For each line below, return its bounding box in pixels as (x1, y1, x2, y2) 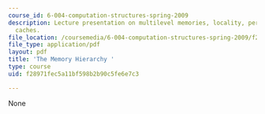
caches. (15, 26, 41, 34)
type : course (8, 63, 51, 71)
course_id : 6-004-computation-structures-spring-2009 (8, 11, 189, 20)
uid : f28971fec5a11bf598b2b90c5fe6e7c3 (8, 70, 140, 78)
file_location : (8, 33, 58, 42)
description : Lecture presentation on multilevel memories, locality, (8, 19, 245, 27)
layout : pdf (8, 48, 47, 56)
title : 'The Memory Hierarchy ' (8, 56, 114, 64)
